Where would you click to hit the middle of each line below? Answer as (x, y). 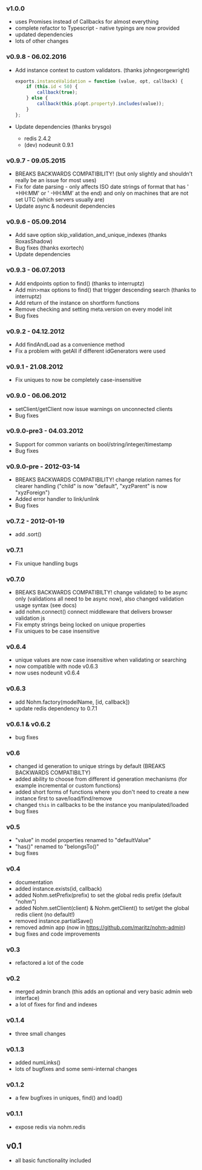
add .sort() (28, 534)
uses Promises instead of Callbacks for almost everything (87, 22)
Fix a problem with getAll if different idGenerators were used (90, 351)
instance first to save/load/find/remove (64, 798)
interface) (27, 998)
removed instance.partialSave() (54, 920)
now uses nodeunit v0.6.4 (47, 673)
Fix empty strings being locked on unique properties (80, 624)
